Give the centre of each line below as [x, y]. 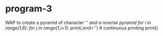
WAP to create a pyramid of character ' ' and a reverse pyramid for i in [78, 22]
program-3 [29, 9]
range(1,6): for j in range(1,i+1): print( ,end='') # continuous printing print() [82, 27]
